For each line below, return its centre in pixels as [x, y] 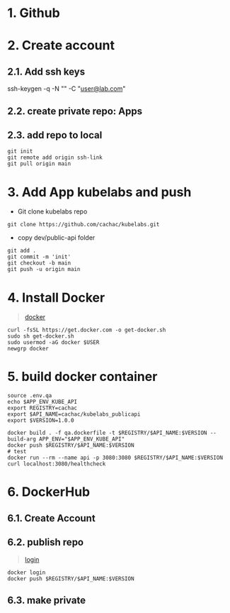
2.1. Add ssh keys [46, 71]
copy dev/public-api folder [56, 238]
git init [20, 151]
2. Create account [61, 46]
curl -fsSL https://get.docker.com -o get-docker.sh [87, 330]
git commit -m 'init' [39, 257]
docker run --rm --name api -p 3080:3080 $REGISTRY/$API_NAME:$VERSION [115, 458]
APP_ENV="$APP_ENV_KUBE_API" [82, 439]
